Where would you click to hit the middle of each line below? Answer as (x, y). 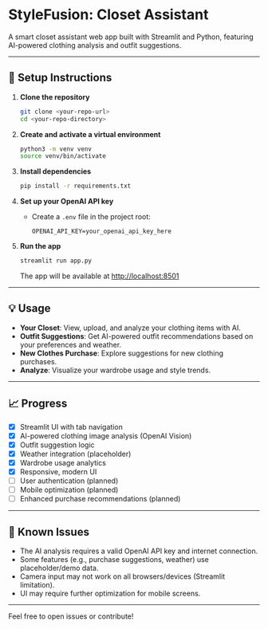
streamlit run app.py (55, 261)
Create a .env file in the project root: (91, 217)
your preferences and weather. (71, 344)
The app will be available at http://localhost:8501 (99, 276)
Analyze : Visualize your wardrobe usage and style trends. (115, 370)
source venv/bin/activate (63, 156)
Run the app (40, 246)
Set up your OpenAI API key (67, 202)
